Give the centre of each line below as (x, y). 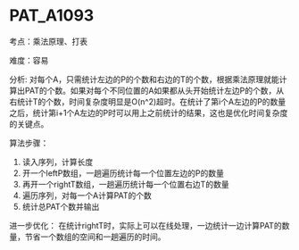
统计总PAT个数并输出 (61, 206)
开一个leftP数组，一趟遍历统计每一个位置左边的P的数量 (123, 173)
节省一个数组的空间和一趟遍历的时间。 (95, 237)
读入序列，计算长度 (58, 162)
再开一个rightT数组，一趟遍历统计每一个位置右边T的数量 (125, 184)
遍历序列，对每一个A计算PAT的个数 (87, 195)
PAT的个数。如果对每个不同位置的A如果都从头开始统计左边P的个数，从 (154, 90)
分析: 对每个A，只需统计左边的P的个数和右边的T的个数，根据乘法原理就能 (144, 79)
